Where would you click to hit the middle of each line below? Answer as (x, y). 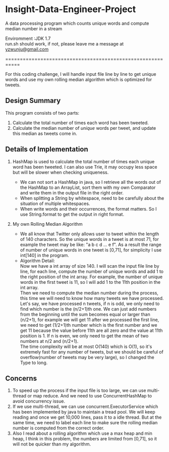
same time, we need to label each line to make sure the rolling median (85, 423)
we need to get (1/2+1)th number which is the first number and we (89, 325)
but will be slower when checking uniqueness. (61, 172)
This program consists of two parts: (42, 113)
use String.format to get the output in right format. (72, 214)
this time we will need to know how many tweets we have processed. (92, 298)
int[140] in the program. (45, 255)
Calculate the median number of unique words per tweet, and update (84, 128)
